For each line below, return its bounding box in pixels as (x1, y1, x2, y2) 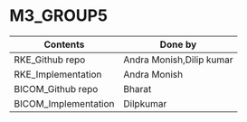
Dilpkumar (123, 97, 167, 109)
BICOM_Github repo (14, 82, 99, 95)
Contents (43, 38, 85, 51)
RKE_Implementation (14, 68, 102, 80)
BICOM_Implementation (14, 97, 115, 109)
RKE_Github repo (14, 53, 86, 66)
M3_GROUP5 (9, 5, 109, 26)
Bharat (123, 82, 152, 95)
